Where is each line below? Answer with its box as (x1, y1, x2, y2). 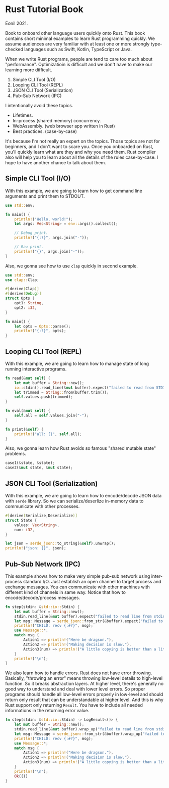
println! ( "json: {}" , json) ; (5, 546, 66, 551)
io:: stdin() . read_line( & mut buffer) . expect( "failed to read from (14, 385, 154, 390)
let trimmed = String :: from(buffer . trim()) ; (14, 390, 109, 395)
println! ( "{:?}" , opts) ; (14, 329, 66, 334)
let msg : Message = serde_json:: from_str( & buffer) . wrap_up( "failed (14, 731, 158, 736)
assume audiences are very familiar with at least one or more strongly (5, 40, 150, 47)
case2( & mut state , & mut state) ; (5, 465, 73, 471)
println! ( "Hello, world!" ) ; (14, 216, 73, 222)
